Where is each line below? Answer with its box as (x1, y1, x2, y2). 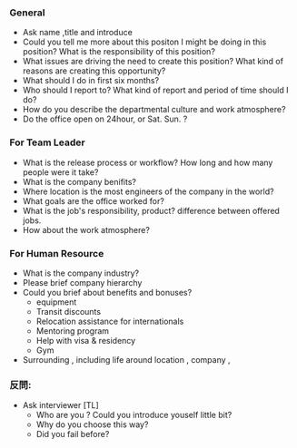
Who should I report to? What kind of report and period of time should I (22, 84, 289, 96)
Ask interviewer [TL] (22, 400, 100, 411)
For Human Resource (9, 247, 104, 259)
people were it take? (22, 166, 99, 178)
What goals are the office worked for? (22, 195, 165, 206)
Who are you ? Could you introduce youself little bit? (35, 410, 233, 421)
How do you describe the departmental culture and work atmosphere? (22, 104, 286, 115)
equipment (35, 297, 77, 307)
